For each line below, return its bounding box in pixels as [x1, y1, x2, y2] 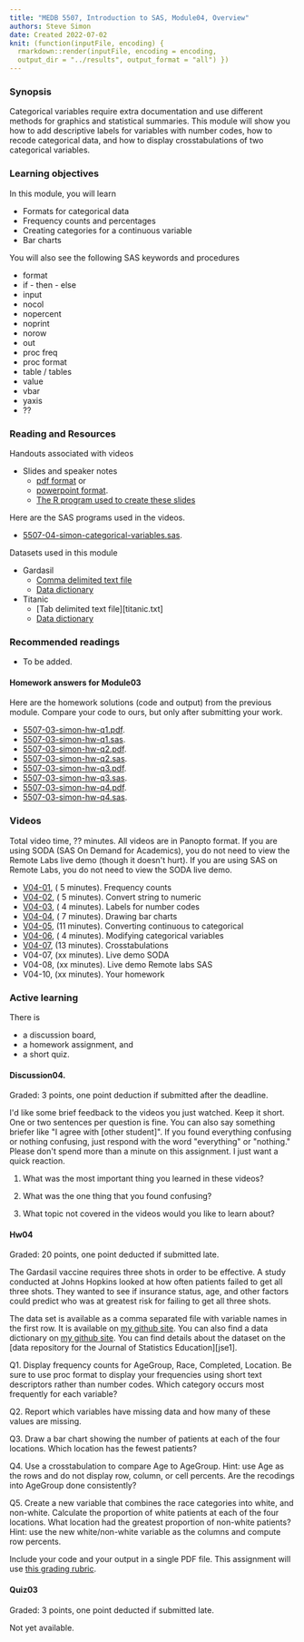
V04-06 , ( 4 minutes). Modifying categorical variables [22, 929, 224, 940]
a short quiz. [22, 1048, 70, 1059]
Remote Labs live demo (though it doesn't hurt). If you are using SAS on [9, 854, 279, 865]
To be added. [22, 656, 73, 667]
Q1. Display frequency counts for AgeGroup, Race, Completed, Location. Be [9, 1360, 292, 1371]
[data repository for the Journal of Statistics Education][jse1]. [9, 1342, 238, 1353]
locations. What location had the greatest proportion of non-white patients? [9, 1517, 292, 1528]
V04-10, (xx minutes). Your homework [22, 968, 165, 979]
